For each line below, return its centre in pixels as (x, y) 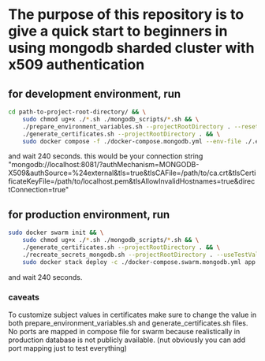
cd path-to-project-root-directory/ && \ (77, 112)
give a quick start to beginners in (118, 31)
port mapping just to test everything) (68, 348)
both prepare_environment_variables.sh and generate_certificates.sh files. (128, 323)
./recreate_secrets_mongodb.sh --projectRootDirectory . (118, 255)
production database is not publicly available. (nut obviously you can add (127, 340)
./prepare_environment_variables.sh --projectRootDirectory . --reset (141, 127)
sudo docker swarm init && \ (56, 233)
